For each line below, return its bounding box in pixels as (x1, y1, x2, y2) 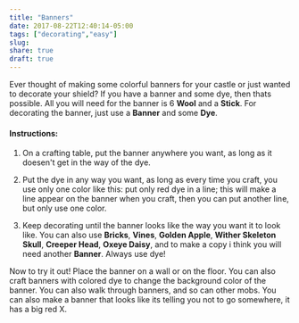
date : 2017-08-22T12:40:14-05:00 (9, 21, 134, 30)
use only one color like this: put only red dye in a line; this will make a (21, 184, 277, 195)
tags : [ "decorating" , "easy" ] (9, 29, 118, 38)
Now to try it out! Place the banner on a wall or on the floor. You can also (9, 266, 277, 277)
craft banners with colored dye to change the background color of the (9, 276, 266, 286)
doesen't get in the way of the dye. (21, 157, 152, 168)
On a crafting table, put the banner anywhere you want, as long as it (21, 148, 272, 159)
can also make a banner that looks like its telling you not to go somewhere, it (9, 294, 290, 305)
